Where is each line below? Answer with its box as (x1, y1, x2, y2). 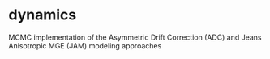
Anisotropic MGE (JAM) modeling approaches (8, 40, 162, 50)
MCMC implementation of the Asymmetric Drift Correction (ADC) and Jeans (8, 32, 262, 42)
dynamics (8, 6, 77, 24)
